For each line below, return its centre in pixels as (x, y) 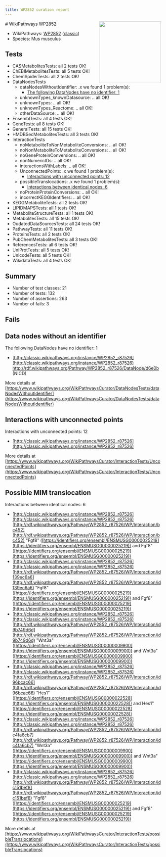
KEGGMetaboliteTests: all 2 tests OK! (50, 203)
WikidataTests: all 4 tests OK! (42, 261)
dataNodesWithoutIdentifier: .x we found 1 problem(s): (75, 87)
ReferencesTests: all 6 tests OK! (45, 245)
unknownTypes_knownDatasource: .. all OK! (64, 97)
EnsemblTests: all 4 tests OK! (42, 119)
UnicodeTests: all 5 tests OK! (41, 255)
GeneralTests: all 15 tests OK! (42, 129)
